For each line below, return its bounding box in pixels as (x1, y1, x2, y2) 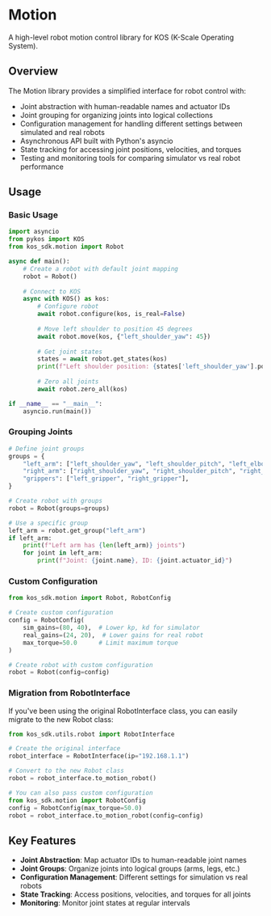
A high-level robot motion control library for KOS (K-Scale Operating (8, 32, 235, 42)
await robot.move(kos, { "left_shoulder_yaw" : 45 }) (37, 332, 211, 340)
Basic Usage (8, 209, 59, 221)
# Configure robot (37, 302, 99, 310)
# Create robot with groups (8, 497, 103, 505)
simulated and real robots (19, 127, 105, 137)
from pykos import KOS (8, 235, 85, 243)
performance (19, 162, 65, 171)
